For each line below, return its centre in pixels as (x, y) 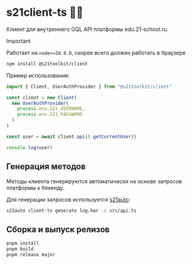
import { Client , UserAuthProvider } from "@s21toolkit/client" (89, 86)
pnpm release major (31, 254)
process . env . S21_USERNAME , (51, 109)
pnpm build (20, 249)
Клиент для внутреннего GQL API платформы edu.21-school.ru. (87, 29)
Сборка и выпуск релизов (58, 229)
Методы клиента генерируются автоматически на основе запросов (94, 181)
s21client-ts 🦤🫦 (45, 12)
